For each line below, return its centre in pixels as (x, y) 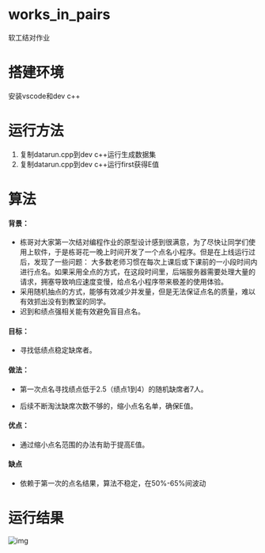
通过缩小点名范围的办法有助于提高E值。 (84, 444)
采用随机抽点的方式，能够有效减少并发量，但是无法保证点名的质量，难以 (137, 292)
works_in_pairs (59, 15)
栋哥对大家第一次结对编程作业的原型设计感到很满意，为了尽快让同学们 (134, 242)
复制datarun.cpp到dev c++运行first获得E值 (89, 164)
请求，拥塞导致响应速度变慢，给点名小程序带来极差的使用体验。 (123, 282)
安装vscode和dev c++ (44, 96)
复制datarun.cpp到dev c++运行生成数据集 (88, 154)
